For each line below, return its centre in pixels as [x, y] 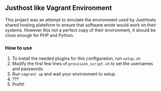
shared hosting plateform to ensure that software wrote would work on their [81, 25]
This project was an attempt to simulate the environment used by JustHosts [80, 19]
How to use [19, 48]
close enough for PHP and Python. [40, 35]
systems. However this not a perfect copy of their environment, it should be [80, 30]
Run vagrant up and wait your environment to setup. [64, 74]
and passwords [27, 69]
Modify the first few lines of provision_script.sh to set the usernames [82, 64]
